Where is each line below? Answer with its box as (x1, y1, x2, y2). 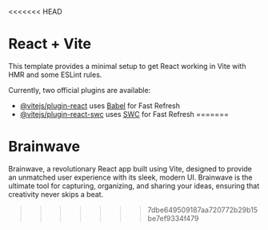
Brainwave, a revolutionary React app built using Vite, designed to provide (8, 163, 252, 173)
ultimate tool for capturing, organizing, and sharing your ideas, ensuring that (8, 180, 260, 191)
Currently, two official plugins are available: (8, 85, 151, 95)
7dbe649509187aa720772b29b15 (147, 204, 258, 215)
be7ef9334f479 (147, 213, 199, 223)
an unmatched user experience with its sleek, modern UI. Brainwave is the (8, 172, 254, 182)
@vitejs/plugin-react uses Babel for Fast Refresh (19, 100, 181, 111)
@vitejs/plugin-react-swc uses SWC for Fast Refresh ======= (19, 109, 230, 119)
